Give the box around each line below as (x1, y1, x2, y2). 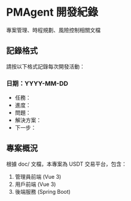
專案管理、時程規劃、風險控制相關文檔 (6, 26, 100, 34)
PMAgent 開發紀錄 (6, 5, 99, 19)
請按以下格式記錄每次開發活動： (6, 62, 85, 70)
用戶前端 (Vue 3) (14, 181, 56, 188)
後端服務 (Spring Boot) (14, 188, 71, 195)
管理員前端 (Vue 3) (14, 173, 62, 180)
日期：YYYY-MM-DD (6, 79, 69, 88)
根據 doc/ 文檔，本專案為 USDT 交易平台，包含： (6, 160, 127, 167)
